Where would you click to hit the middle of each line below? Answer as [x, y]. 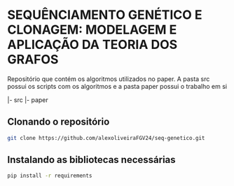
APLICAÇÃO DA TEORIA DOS [92, 45]
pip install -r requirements [50, 176]
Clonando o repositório [58, 122]
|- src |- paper [28, 100]
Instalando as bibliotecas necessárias [92, 160]
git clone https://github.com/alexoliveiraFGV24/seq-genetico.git [106, 138]
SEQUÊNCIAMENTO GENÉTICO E [105, 15]
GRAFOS [33, 60]
